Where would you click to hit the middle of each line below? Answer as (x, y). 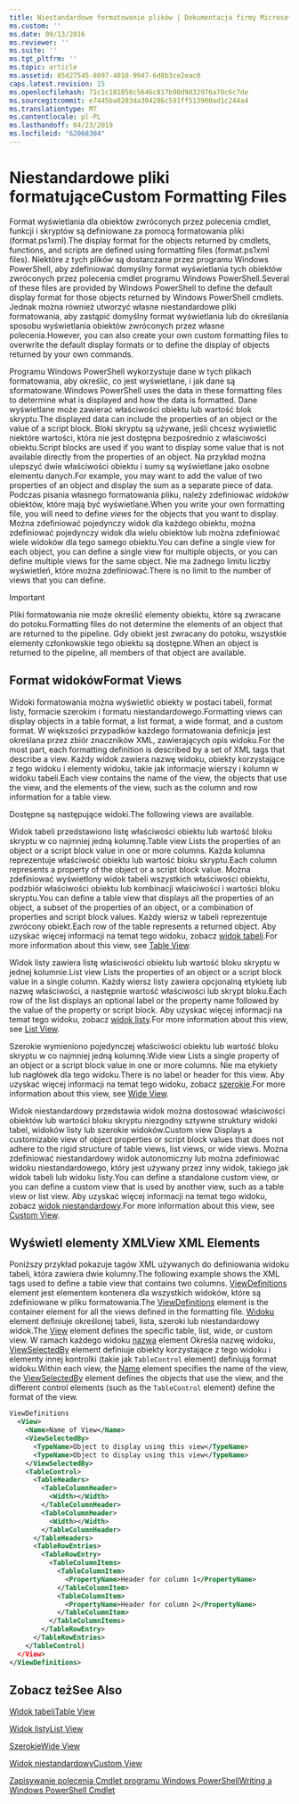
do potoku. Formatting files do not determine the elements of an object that (146, 624)
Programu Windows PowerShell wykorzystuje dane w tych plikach (130, 371)
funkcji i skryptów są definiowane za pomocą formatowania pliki (127, 231)
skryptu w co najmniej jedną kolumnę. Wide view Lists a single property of (145, 1055)
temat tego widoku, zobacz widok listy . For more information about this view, (149, 1019)
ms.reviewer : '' (39, 42)
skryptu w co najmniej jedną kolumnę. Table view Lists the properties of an (145, 840)
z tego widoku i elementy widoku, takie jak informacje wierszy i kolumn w (144, 768)
